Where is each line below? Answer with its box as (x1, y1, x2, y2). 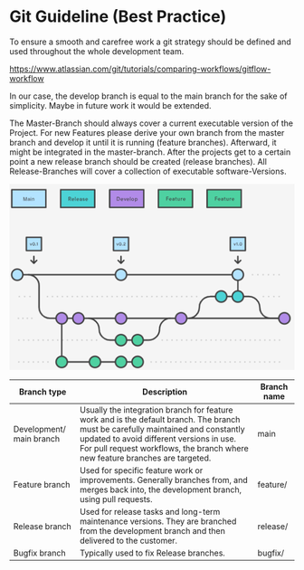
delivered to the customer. (80, 536, 178, 546)
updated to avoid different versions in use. (80, 432, 237, 444)
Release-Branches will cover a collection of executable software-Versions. (9, 166, 287, 176)
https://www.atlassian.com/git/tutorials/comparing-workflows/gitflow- (9, 63, 271, 74)
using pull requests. (80, 493, 153, 504)
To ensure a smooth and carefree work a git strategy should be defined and (9, 36, 291, 47)
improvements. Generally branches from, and (80, 474, 248, 485)
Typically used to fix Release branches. (80, 547, 226, 558)
